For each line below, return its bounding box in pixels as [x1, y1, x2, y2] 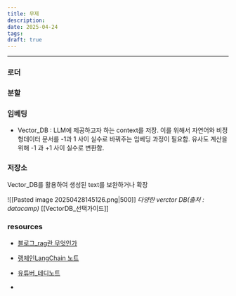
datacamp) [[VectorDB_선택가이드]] [7, 204, 109, 212]
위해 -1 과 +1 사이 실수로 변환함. [17, 143, 105, 152]
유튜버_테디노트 [17, 269, 61, 277]
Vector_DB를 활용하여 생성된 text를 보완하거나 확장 [7, 180, 148, 188]
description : [7, 17, 46, 24]
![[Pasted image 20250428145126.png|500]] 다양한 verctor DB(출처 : [7, 195, 205, 204]
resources [7, 222, 44, 232]
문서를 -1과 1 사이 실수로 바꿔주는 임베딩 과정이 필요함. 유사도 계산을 [41, 135, 228, 143]
